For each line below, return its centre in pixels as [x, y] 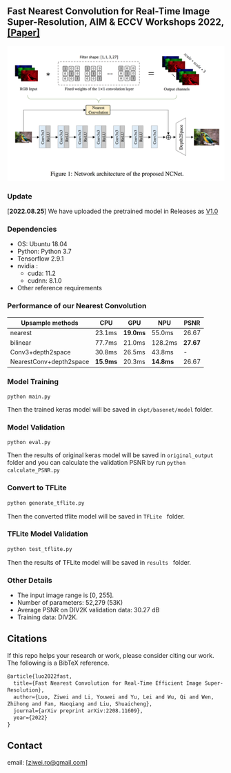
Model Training [33, 381]
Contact [25, 746]
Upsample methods [50, 323]
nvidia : [27, 266]
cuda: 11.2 [42, 273]
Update [20, 196]
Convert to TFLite [37, 488]
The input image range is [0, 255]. [66, 595]
